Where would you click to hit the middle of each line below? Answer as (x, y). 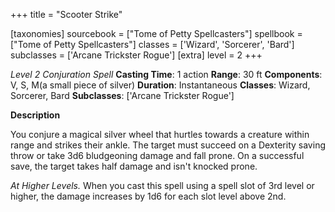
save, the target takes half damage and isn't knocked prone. (134, 166)
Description (35, 115)
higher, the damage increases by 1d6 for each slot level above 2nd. (148, 196)
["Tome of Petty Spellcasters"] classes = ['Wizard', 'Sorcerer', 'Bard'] (152, 44)
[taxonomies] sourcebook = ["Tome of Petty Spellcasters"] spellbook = (156, 33)
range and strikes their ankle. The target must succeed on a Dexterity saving (168, 145)
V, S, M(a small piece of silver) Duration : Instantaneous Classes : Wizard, (160, 85)
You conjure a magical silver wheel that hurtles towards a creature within (160, 134)
